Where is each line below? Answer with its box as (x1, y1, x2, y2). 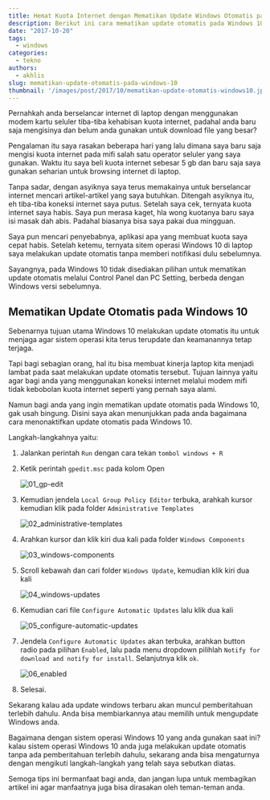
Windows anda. (8, 717, 60, 727)
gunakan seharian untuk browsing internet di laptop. (8, 166, 181, 177)
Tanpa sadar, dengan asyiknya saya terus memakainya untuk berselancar (8, 182, 252, 192)
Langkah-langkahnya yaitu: (8, 433, 99, 443)
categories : (8, 49, 48, 57)
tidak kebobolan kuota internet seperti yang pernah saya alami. (8, 385, 217, 394)
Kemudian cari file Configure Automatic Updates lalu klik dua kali (19, 606, 234, 615)
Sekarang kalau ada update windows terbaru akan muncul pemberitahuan (8, 700, 253, 710)
